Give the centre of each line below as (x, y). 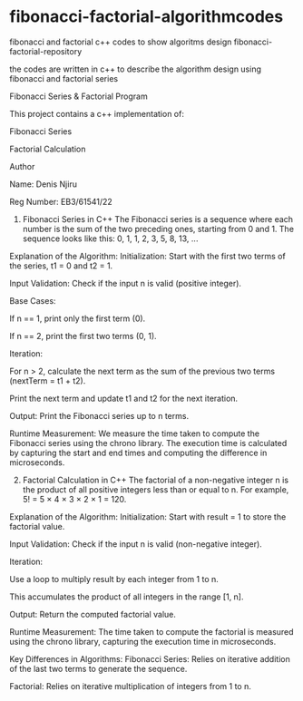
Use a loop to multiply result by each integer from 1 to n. (114, 579)
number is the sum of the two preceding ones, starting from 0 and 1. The (158, 229)
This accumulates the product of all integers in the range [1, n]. (127, 597)
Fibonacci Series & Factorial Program (78, 96)
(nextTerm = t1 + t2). (48, 380)
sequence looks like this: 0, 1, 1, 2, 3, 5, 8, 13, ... (110, 239)
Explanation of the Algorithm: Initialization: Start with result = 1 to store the (148, 516)
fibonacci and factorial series (64, 78)
